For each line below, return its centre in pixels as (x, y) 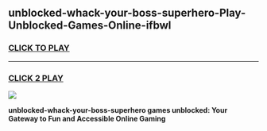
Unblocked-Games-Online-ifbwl (90, 26)
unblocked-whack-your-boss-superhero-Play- (127, 13)
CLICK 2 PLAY (36, 78)
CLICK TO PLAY (39, 48)
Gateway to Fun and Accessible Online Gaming (87, 118)
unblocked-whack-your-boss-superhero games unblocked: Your (118, 110)
